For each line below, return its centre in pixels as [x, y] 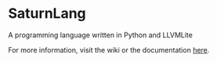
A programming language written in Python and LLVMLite [101, 35]
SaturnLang [47, 14]
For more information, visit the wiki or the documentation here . [109, 50]
